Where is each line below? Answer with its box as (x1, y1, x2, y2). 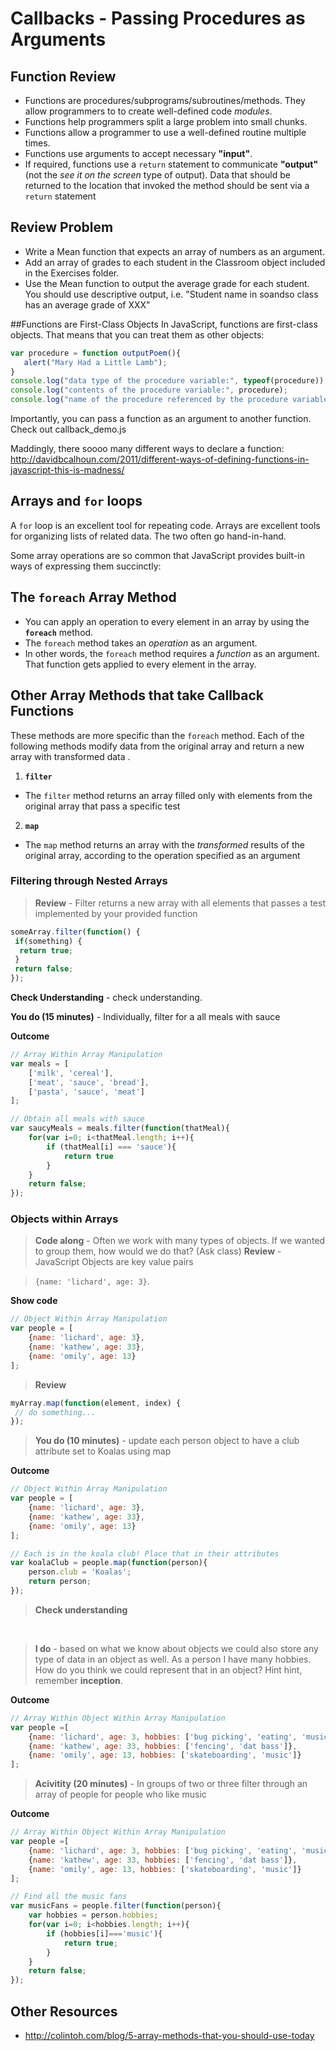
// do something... (14, 1407, 97, 1417)
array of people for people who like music (34, 1788, 207, 1801)
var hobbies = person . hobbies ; (28, 1910, 159, 1921)
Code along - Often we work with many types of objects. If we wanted (34, 1235, 326, 1247)
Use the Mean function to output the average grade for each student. (24, 277, 310, 289)
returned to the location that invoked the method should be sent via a (24, 180, 310, 191)
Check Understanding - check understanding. (10, 992, 203, 1004)
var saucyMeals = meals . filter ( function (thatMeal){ (10, 1123, 230, 1134)
